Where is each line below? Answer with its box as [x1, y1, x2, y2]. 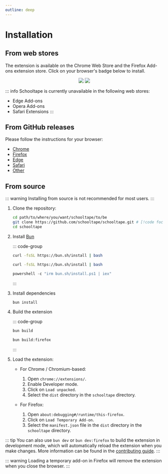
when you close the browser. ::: [5, 463, 70, 469]
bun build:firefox [12, 337, 51, 343]
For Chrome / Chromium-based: [20, 366, 86, 372]
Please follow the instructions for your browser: [5, 137, 103, 143]
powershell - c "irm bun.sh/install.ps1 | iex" [12, 271, 112, 276]
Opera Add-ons [12, 103, 45, 109]
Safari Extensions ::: [12, 108, 54, 114]
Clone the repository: [12, 205, 57, 212]
